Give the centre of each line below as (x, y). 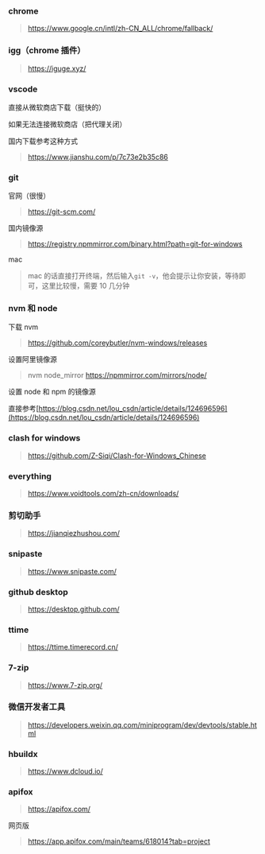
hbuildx (23, 754)
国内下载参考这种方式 (43, 141)
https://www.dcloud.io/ (65, 771)
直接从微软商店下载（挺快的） (57, 107)
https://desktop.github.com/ (73, 609)
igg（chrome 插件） (47, 51)
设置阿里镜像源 (33, 359)
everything (30, 476)
